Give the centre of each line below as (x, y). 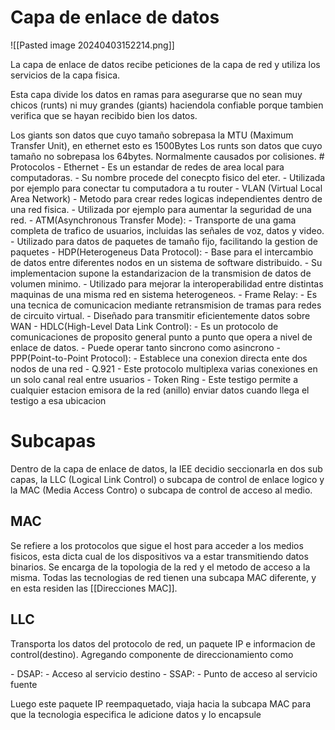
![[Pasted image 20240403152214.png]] (92, 45)
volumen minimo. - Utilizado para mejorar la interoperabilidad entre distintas (167, 283)
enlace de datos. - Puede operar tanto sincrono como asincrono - (146, 347)
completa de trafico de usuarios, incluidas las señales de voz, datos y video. (167, 230)
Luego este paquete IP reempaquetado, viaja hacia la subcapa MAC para (161, 703)
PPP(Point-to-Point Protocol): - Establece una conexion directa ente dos (159, 358)
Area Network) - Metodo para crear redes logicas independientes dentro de (166, 198)
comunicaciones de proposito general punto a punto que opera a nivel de (161, 337)
